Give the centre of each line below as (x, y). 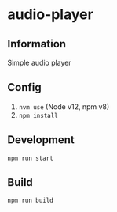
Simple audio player (39, 62)
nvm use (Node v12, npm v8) (64, 106)
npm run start (31, 158)
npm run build (31, 201)
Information (37, 44)
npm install (38, 115)
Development (41, 140)
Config (24, 87)
